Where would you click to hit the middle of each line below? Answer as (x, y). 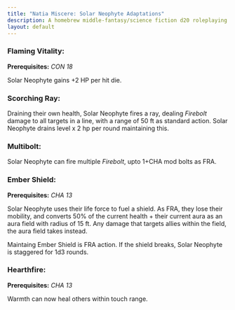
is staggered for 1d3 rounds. (48, 252)
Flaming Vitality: (36, 51)
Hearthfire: (27, 270)
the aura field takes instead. (47, 231)
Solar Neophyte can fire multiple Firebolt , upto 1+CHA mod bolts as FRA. (112, 162)
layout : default (31, 27)
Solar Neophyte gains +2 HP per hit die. (65, 80)
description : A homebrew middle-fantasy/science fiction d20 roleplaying (117, 20)
